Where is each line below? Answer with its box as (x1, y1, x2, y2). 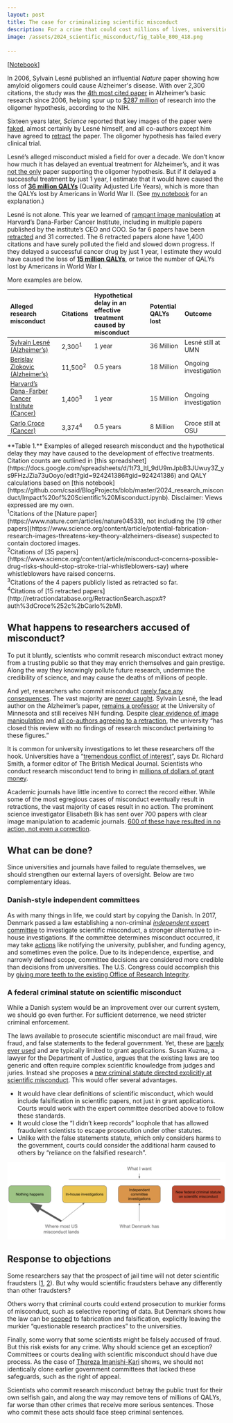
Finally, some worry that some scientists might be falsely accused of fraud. (7, 1335, 222, 1344)
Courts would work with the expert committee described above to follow (17, 1104, 224, 1112)
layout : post (7, 11, 45, 18)
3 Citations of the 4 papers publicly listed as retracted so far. (7, 577, 178, 587)
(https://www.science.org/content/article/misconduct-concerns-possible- (7, 555, 218, 563)
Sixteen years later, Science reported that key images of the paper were (7, 117, 213, 125)
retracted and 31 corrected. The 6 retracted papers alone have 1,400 (7, 233, 203, 241)
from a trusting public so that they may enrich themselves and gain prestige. (7, 658, 225, 667)
